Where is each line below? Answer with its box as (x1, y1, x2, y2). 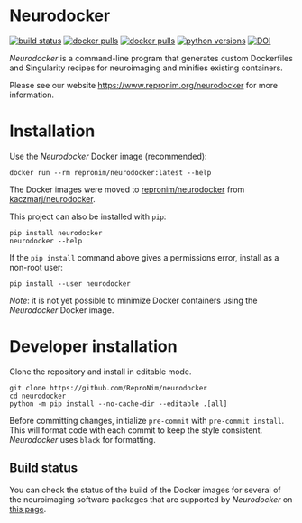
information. (9, 89, 55, 100)
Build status (9, 461, 78, 476)
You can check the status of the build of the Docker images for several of (9, 484, 281, 495)
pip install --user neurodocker (9, 279, 131, 289)
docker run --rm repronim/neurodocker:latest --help (9, 168, 212, 177)
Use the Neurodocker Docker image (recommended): (9, 151, 207, 161)
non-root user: (9, 261, 63, 272)
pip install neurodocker (9, 228, 103, 237)
